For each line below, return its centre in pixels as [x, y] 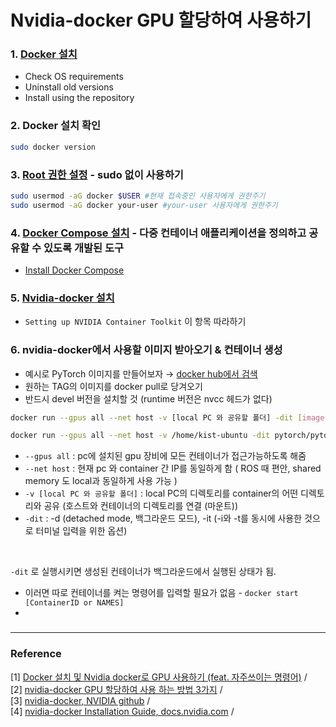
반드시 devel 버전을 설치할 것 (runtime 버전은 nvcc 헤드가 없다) [148, 398]
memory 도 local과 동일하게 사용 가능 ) [101, 481]
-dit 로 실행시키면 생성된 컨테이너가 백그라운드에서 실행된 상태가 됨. [143, 572]
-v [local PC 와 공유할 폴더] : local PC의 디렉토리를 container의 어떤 [161, 493]
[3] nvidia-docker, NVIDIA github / [80, 700]
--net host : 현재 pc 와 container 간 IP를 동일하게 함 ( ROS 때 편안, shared [173, 468]
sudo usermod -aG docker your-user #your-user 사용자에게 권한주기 [144, 205]
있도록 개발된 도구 [84, 248]
